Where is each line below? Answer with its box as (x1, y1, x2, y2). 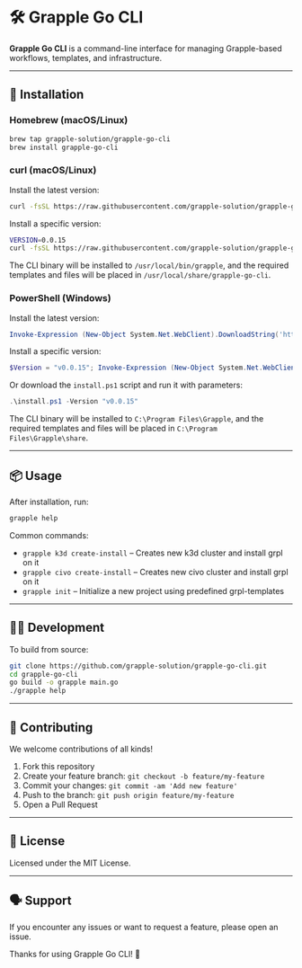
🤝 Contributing (9, 720, 93, 735)
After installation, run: (9, 496, 89, 508)
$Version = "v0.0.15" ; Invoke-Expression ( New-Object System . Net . (9, 363, 263, 373)
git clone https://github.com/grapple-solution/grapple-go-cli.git (9, 662, 268, 670)
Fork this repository (22, 761, 95, 772)
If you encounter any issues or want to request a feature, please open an (9, 921, 279, 932)
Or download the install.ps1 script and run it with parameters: (9, 379, 243, 391)
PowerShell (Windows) (9, 292, 111, 305)
